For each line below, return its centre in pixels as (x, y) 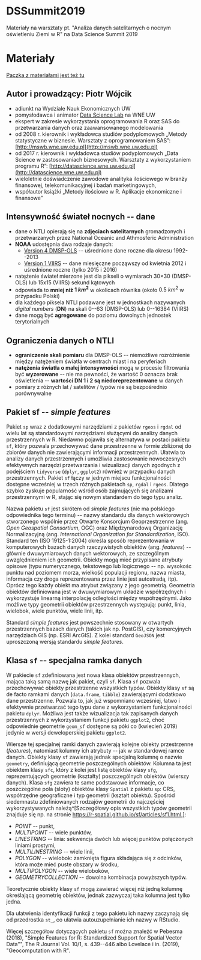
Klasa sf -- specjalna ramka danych (74, 660)
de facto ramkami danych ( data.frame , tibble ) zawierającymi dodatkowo (96, 694)
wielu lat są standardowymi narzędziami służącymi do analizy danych (92, 433)
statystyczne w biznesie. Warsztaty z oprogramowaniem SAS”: (93, 140)
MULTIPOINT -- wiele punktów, (53, 832)
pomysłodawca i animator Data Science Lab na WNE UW (85, 115)
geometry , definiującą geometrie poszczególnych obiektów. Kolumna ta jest (99, 763)
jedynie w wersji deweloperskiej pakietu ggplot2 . (67, 732)
